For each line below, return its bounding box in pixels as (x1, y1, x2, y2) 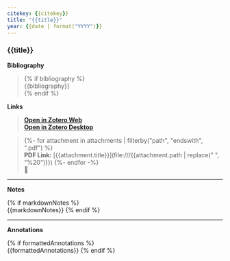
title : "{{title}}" (7, 16, 63, 23)
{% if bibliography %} (23, 74, 86, 82)
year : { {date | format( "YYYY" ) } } (7, 23, 103, 30)
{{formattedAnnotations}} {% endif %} (7, 246, 116, 254)
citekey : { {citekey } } (7, 10, 69, 17)
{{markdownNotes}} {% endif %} (7, 205, 101, 214)
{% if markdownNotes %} (7, 198, 80, 207)
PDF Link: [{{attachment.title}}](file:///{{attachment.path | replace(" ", (23, 150, 220, 159)
